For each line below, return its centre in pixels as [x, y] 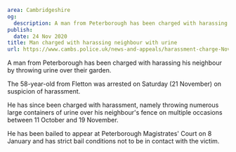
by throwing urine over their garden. [59, 70]
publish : [20, 30]
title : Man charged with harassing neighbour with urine [92, 43]
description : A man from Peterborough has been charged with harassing [121, 23]
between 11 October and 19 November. [63, 120]
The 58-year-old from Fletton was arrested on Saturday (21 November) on [114, 84]
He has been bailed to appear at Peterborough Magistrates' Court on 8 [110, 134]
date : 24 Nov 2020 [41, 36]
